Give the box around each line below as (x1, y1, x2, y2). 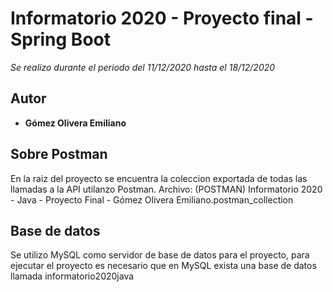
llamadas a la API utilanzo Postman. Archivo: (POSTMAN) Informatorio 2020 (10, 183, 323, 195)
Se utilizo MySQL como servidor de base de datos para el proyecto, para (10, 249, 310, 261)
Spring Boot (10, 28, 111, 51)
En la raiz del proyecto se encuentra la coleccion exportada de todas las (10, 172, 308, 184)
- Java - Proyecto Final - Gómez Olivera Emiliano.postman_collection (10, 193, 294, 206)
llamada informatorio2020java (10, 270, 135, 282)
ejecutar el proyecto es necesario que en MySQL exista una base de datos (10, 260, 317, 272)
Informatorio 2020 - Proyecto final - (10, 7, 314, 30)
